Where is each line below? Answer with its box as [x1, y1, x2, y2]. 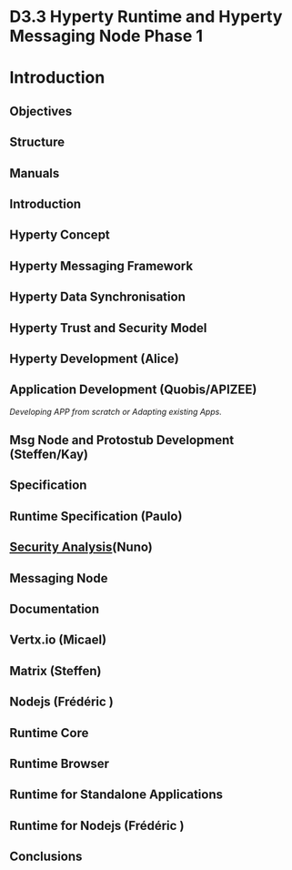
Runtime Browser [9, 756, 110, 771]
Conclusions [9, 849, 83, 865]
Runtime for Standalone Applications [9, 787, 224, 803]
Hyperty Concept [9, 228, 111, 243]
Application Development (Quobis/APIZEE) [9, 382, 257, 398]
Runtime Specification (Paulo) [9, 508, 183, 524]
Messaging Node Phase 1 [9, 25, 203, 46]
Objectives [9, 103, 73, 119]
